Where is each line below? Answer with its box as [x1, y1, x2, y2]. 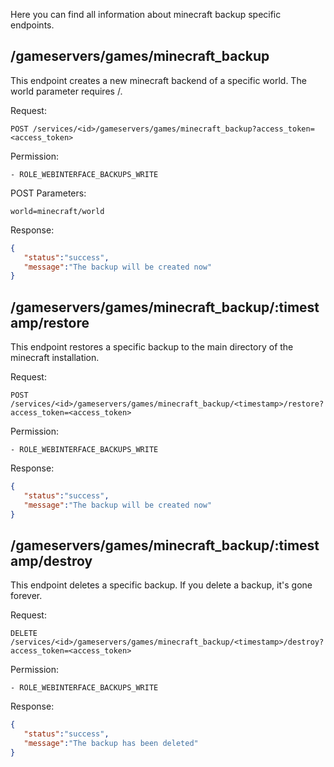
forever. [10, 590, 43, 602]
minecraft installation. [10, 352, 100, 364]
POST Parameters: [10, 187, 87, 199]
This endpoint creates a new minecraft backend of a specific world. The [10, 74, 307, 86]
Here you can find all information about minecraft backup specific [10, 9, 282, 20]
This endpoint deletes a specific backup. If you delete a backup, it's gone [10, 579, 313, 591]
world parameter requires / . [10, 85, 123, 97]
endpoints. [10, 19, 55, 31]
